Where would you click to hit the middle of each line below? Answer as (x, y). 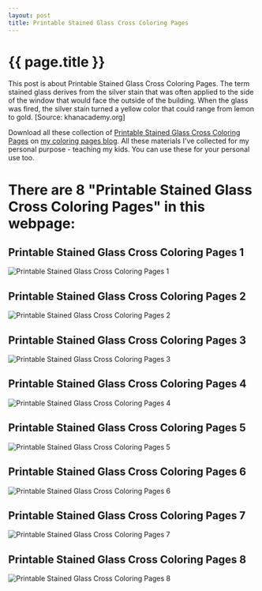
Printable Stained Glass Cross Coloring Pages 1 (126, 252)
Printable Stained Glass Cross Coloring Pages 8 (127, 559)
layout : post (30, 15)
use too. (22, 158)
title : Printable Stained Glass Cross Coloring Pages (99, 23)
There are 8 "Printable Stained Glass (130, 190)
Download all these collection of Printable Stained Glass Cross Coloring (124, 133)
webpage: (42, 223)
